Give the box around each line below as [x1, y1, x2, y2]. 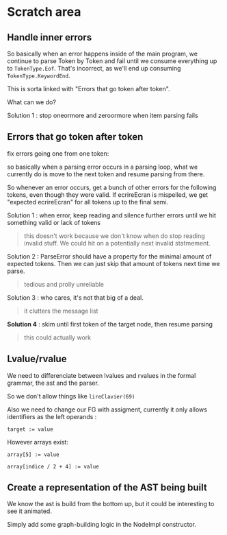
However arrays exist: [7, 438, 68, 446]
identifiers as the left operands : [7, 412, 97, 420]
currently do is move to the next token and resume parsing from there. [7, 169, 205, 178]
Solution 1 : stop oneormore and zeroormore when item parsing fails [7, 111, 198, 119]
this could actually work [23, 333, 91, 342]
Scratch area [7, 4, 81, 20]
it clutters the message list [23, 307, 98, 315]
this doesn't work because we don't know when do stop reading [23, 231, 205, 240]
